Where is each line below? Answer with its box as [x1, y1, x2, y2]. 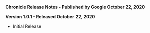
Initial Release [12, 23, 42, 29]
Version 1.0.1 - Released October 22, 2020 [5, 14, 95, 19]
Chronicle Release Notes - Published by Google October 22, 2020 [5, 4, 145, 10]
